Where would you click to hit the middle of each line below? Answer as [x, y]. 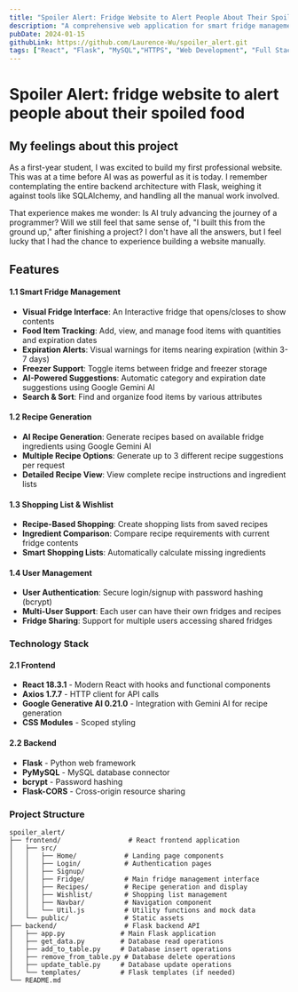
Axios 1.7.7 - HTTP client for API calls [90, 694]
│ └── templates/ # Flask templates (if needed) [123, 972]
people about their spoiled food [127, 113]
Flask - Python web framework [78, 763]
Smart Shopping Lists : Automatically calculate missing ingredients [144, 553]
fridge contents [50, 543]
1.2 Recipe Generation [51, 417]
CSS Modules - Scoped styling [78, 723]
